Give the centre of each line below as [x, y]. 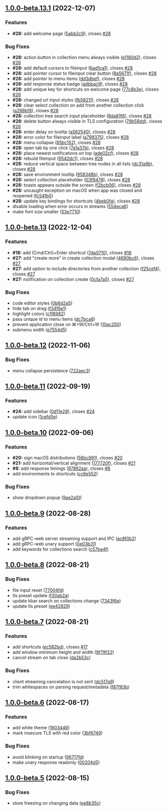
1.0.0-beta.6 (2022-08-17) [47, 703]
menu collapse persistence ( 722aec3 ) [51, 371]
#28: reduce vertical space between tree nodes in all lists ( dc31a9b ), [83, 164]
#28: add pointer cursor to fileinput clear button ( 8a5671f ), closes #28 [84, 73]
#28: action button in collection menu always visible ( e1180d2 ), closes [84, 57]
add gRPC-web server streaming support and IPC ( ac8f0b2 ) [74, 538]
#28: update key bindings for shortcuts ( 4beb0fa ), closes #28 [76, 201]
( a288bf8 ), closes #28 [35, 110]
